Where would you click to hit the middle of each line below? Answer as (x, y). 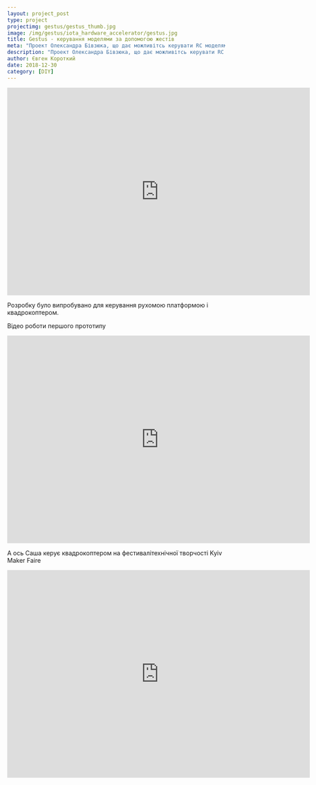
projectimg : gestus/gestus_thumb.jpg (62, 26)
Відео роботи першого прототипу (56, 325)
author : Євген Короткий (41, 59)
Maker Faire (24, 560)
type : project (28, 20)
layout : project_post (38, 13)
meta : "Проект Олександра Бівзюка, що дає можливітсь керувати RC (105, 46)
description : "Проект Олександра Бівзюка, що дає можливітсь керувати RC (116, 53)
